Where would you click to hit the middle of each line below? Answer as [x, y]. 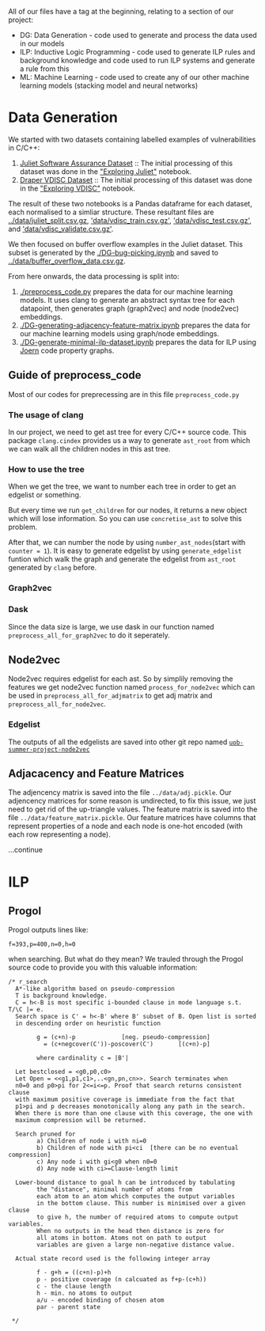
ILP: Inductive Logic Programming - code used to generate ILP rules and [137, 52]
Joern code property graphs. [67, 350]
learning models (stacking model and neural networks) [109, 85]
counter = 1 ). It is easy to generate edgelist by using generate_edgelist [125, 551]
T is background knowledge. [62, 996]
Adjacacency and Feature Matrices [96, 774]
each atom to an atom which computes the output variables [136, 1197]
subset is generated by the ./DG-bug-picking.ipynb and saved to [114, 252]
